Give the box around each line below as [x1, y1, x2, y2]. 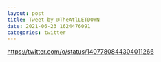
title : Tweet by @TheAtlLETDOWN [7, 16, 100, 23]
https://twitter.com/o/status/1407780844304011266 [7, 48, 155, 56]
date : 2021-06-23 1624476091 [7, 22, 91, 29]
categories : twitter [7, 29, 67, 36]
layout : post [7, 10, 45, 17]
